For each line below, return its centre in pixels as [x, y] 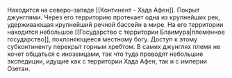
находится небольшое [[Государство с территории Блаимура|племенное [116, 32]
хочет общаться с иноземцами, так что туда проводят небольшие [105, 54]
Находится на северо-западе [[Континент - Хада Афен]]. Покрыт [103, 10]
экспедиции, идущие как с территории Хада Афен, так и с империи [107, 61]
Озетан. [19, 69]
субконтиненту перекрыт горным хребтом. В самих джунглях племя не [114, 47]
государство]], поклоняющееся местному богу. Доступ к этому [102, 39]
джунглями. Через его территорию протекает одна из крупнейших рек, [114, 17]
